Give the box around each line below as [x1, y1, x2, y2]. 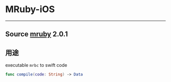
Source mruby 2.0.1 [5, 30, 68, 38]
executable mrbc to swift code [5, 62, 68, 68]
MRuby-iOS [5, 4, 55, 15]
